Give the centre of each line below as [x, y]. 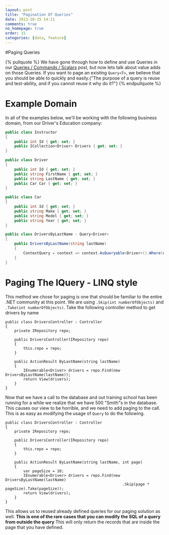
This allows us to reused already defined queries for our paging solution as [83, 511]
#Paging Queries [23, 52]
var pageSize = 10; [44, 471]
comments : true [21, 24]
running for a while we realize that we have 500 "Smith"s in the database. [81, 403]
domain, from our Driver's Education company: [54, 123]
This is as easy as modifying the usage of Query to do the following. [75, 413]
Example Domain [41, 104]
